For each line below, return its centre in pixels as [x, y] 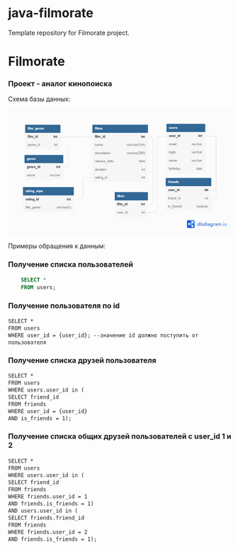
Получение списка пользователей [71, 264]
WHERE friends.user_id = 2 [48, 532]
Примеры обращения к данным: [57, 246]
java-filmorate [51, 13]
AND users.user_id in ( [43, 511]
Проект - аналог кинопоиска [60, 84]
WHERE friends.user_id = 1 [48, 496]
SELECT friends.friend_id [46, 518]
